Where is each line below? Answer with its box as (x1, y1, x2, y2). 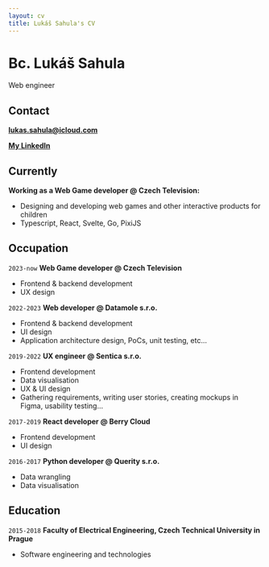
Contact (8, 104, 50, 118)
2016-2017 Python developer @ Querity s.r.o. (8, 456, 160, 466)
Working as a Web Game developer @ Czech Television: (8, 186, 200, 196)
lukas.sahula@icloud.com (8, 126, 98, 135)
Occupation (8, 242, 68, 255)
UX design (19, 287, 56, 296)
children (19, 210, 48, 220)
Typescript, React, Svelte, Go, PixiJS (19, 218, 142, 228)
